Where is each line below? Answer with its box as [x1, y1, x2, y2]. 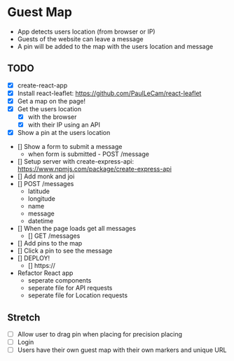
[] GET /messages [27, 232, 81, 240]
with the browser [27, 113, 77, 121]
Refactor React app [17, 269, 74, 277]
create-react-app [17, 81, 68, 90]
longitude [27, 194, 56, 203]
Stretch [7, 311, 41, 323]
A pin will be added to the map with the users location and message [17, 42, 214, 50]
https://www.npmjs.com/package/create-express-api [17, 165, 172, 174]
